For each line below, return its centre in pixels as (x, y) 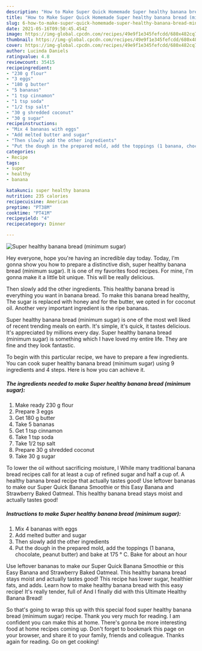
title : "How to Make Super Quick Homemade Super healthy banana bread (96, 17)
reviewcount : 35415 (31, 62)
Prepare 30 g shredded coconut (55, 449)
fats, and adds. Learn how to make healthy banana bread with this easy (95, 585)
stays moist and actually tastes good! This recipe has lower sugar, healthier (99, 579)
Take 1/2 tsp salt (35, 443)
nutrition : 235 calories (37, 196)
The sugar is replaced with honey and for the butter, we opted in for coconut (101, 302)
